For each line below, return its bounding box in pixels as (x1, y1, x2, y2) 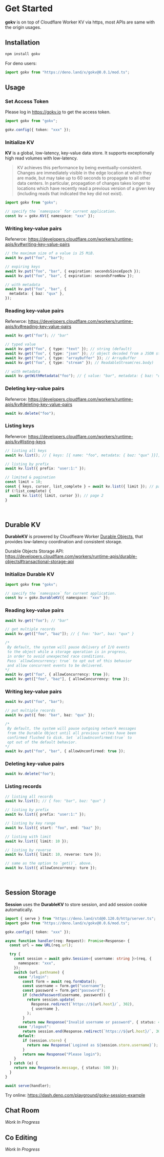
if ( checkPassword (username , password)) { (22, 993, 110, 998)
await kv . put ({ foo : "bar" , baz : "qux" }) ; (5, 712, 95, 718)
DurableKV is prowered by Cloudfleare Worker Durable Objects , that (5, 534, 143, 539)
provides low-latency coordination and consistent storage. (5, 539, 123, 545)
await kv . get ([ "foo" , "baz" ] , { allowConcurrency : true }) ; (5, 677, 130, 682)
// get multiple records (5, 627, 56, 632)
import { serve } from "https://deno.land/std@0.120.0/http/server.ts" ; (5, 916, 156, 921)
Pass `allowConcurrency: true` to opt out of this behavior (7, 658, 132, 663)
